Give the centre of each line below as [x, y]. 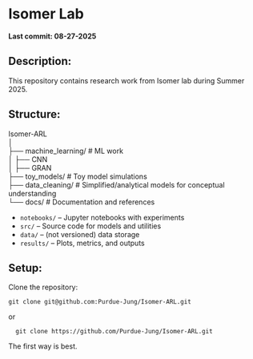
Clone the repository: [43, 287]
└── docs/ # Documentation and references [82, 202]
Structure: [34, 114]
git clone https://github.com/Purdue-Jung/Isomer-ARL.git [114, 332]
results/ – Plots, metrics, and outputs [82, 243]
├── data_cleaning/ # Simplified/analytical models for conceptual [117, 184]
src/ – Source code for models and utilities [90, 226]
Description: [40, 61]
